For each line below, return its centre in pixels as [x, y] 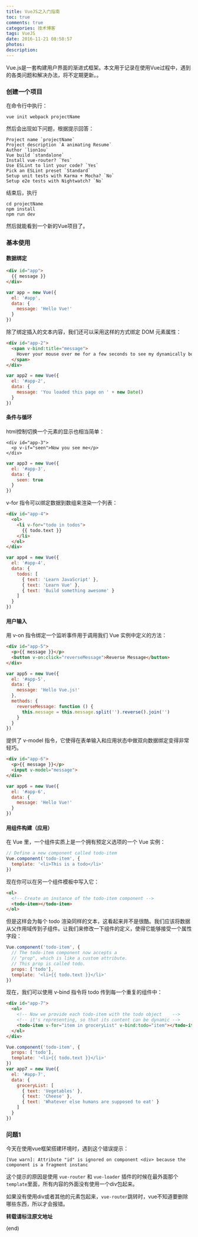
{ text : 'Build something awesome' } [68, 590]
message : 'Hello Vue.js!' [49, 690]
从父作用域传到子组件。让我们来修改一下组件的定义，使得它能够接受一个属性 [99, 929]
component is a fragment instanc [47, 1165]
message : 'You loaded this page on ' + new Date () [80, 392]
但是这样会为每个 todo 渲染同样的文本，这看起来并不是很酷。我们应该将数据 [98, 921]
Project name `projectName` [41, 140]
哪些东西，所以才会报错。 [37, 1204]
